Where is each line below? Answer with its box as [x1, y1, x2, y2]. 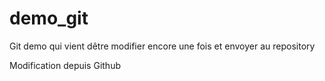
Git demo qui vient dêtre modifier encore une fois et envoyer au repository [9, 40, 316, 52]
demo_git [9, 7, 89, 30]
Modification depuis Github [9, 59, 121, 71]
